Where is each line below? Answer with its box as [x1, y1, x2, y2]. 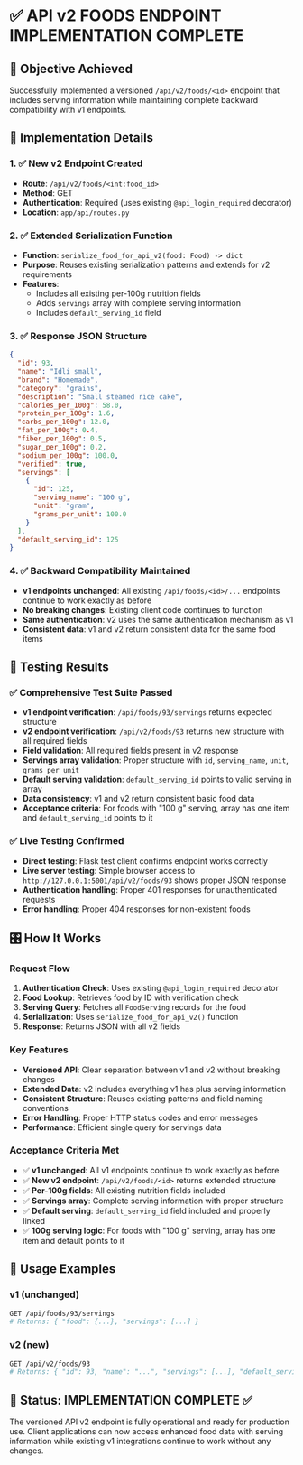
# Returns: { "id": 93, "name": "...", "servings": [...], [9, 1368, 236, 1377]
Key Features [9, 1043, 69, 1056]
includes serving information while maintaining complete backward [9, 95, 259, 105]
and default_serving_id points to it [22, 812, 153, 823]
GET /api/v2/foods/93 [9, 1359, 91, 1368]
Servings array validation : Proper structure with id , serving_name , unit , [22, 755, 289, 765]
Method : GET [22, 187, 74, 199]
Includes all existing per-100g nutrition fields [35, 288, 201, 299]
